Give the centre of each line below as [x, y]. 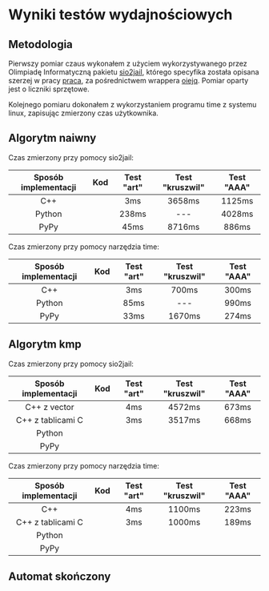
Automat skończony [60, 577]
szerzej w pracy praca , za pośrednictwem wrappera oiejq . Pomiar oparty [128, 80]
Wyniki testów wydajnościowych [120, 15]
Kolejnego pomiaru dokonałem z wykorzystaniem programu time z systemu [132, 105]
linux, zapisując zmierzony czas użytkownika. [83, 113]
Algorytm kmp [45, 345]
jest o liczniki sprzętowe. [49, 89]
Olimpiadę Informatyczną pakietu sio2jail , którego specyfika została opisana [134, 72]
